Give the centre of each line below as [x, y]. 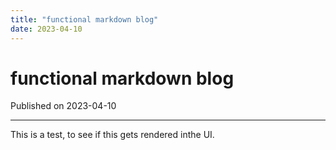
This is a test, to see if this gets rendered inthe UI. [112, 135]
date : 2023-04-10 [46, 29]
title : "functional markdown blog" [84, 19]
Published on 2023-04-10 [63, 106]
